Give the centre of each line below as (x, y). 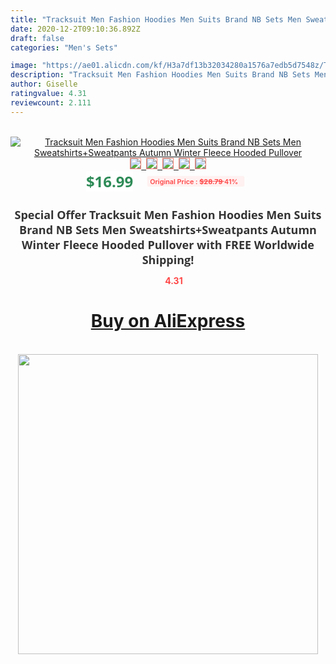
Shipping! (168, 259)
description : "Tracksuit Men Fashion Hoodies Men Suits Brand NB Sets (160, 75)
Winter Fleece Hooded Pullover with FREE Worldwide (168, 244)
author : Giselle (44, 84)
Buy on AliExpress (168, 321)
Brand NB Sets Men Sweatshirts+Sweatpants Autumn (168, 229)
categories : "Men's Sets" (64, 47)
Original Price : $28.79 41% (194, 181)
